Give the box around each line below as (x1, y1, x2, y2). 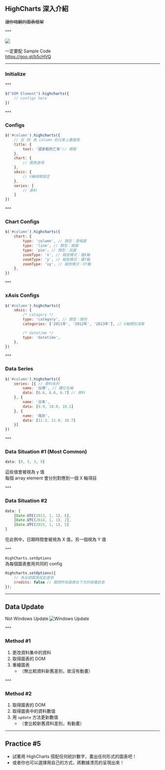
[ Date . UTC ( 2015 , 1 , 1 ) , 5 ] (14, 522, 69, 527)
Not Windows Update (5, 616, 49, 622)
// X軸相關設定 (23, 174, 50, 179)
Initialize (5, 71, 26, 77)
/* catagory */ (23, 312, 54, 317)
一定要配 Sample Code (5, 48, 51, 54)
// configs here (14, 96, 48, 101)
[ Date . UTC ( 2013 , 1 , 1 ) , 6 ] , (14, 513, 71, 518)
